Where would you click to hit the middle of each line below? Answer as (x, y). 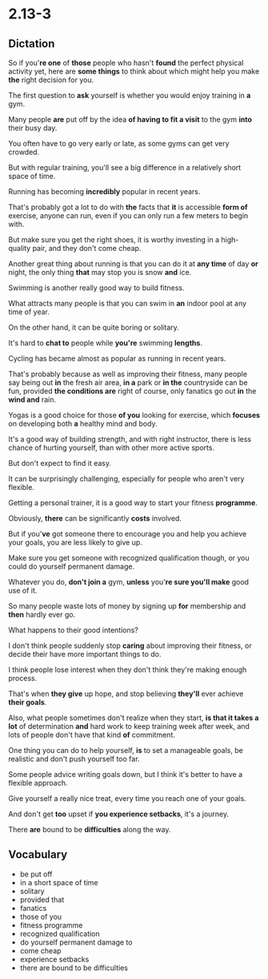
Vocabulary (38, 855)
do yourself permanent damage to (76, 942)
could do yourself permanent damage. (71, 566)
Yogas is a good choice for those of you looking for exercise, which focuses (134, 415)
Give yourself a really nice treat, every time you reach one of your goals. (127, 798)
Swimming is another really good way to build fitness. (96, 288)
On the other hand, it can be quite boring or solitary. (94, 327)
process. (23, 678)
